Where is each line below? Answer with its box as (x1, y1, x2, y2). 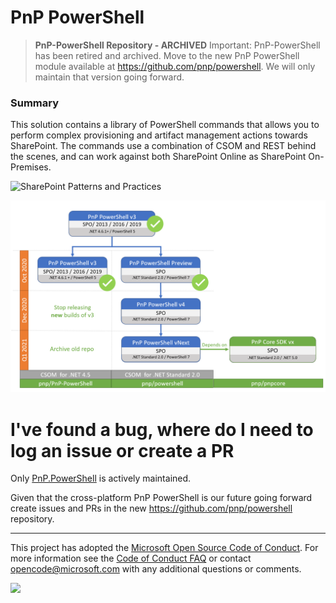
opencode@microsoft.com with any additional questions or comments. (10, 563, 302, 575)
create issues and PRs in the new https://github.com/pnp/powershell (10, 502, 293, 515)
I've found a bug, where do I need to (10, 418, 314, 441)
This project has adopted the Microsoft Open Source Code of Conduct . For (10, 542, 319, 554)
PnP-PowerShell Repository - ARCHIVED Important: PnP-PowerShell (34, 39, 321, 51)
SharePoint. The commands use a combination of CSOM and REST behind (10, 140, 317, 152)
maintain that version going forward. (34, 71, 185, 83)
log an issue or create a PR (10, 439, 235, 462)
